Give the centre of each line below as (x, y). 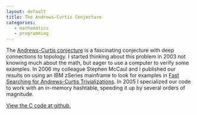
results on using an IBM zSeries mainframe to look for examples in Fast (93, 75)
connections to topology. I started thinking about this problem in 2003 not (96, 57)
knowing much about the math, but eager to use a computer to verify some (98, 63)
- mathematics (31, 28)
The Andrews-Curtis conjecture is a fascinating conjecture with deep (90, 50)
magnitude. (20, 94)
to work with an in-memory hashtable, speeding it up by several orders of (96, 88)
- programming (31, 34)
